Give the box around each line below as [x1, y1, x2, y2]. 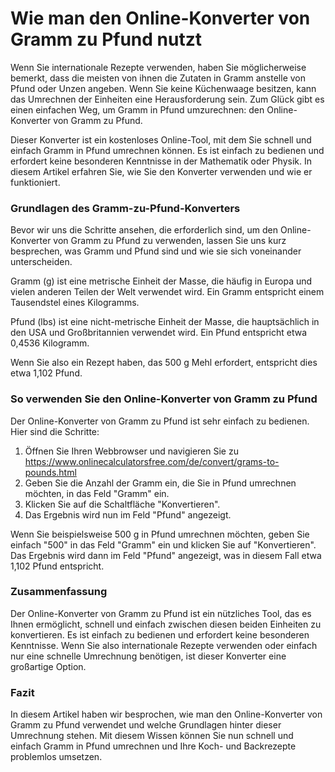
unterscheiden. [10, 256, 73, 268]
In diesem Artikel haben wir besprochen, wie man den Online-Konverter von [10, 708, 323, 721]
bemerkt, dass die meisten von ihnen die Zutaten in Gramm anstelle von [10, 72, 307, 84]
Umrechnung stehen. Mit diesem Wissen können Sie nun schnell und [10, 730, 294, 742]
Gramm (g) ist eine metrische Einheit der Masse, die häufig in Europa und [10, 275, 313, 287]
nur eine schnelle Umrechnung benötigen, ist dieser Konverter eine [10, 650, 287, 662]
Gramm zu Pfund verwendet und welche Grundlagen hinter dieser [10, 719, 282, 731]
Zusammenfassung [10, 585, 108, 599]
